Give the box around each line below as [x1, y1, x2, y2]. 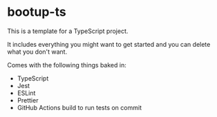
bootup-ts [7, 4, 67, 20]
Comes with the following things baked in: [7, 61, 126, 69]
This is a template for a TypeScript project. [7, 27, 129, 35]
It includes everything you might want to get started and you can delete [7, 40, 211, 48]
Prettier [17, 96, 39, 104]
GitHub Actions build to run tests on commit [17, 103, 142, 111]
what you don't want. [7, 47, 68, 56]
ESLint [17, 89, 36, 97]
